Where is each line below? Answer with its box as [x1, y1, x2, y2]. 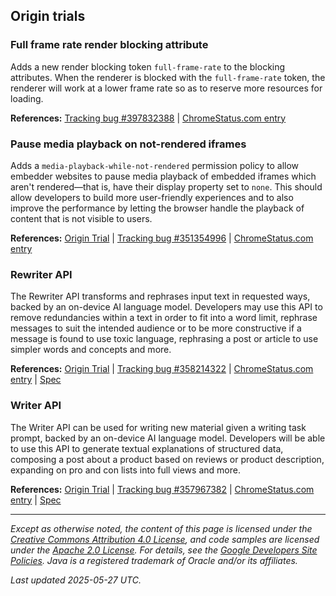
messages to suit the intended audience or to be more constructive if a [10, 322, 302, 334]
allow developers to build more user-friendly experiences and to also [10, 191, 294, 203]
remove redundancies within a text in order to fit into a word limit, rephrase [10, 312, 318, 324]
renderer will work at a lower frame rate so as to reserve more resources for [10, 82, 323, 94]
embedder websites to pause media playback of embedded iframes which [10, 170, 317, 182]
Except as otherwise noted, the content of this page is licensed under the [10, 522, 313, 534]
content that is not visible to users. [10, 212, 153, 224]
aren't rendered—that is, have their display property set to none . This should [10, 180, 323, 193]
